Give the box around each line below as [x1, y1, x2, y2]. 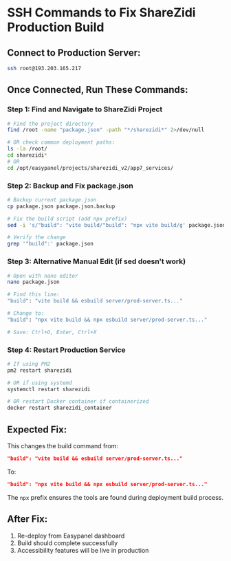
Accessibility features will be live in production [16, 546, 149, 554]
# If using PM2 [7, 360, 51, 367]
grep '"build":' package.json [7, 241, 94, 247]
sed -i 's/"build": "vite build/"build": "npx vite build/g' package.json [7, 221, 226, 228]
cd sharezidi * [7, 152, 48, 159]
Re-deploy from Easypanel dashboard [16, 531, 125, 540]
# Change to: [7, 310, 45, 317]
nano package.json [7, 278, 60, 286]
